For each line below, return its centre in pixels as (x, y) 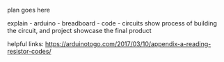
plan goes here (29, 10)
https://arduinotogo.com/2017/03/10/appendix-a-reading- (128, 44)
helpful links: (25, 44)
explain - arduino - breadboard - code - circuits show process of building (112, 23)
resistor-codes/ (29, 51)
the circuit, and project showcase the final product (79, 31)
